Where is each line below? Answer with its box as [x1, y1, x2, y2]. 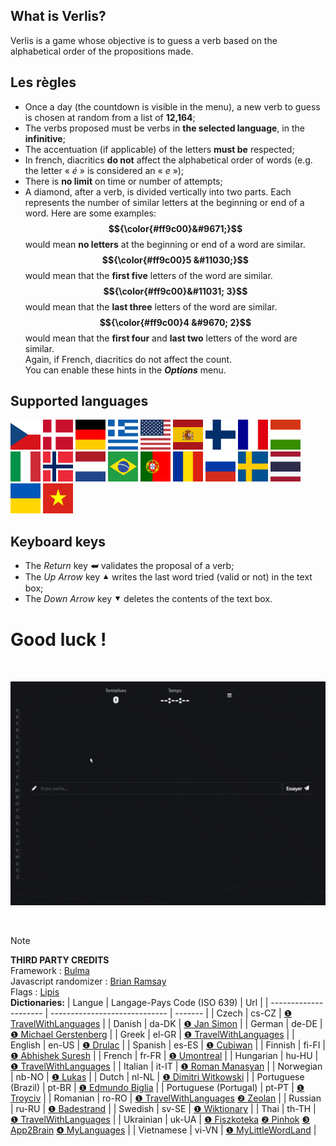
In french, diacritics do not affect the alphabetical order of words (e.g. [24, 154, 313, 166]
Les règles [10, 74, 77, 91]
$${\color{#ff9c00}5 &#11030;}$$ [101, 254, 249, 266]
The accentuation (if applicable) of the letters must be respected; [24, 143, 295, 155]
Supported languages [10, 393, 149, 410]
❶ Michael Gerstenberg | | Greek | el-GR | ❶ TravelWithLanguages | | [10, 1029, 295, 1041]
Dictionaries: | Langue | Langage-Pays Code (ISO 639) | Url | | [10, 997, 269, 1009]
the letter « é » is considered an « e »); [24, 164, 185, 176]
